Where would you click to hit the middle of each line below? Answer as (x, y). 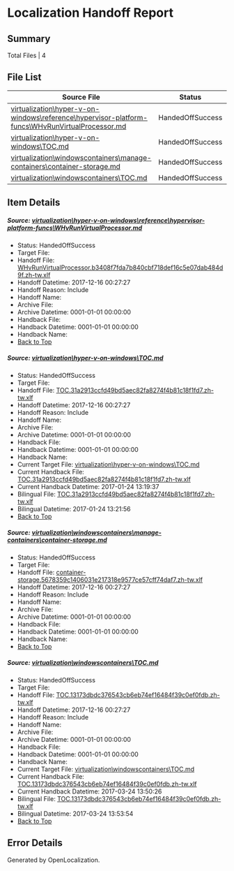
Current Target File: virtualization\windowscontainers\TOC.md (106, 769)
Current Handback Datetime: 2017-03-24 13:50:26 (89, 791)
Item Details (34, 203)
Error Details (35, 843)
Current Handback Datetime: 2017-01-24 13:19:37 (88, 487)
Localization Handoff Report (91, 13)
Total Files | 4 (27, 55)
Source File (81, 97)
